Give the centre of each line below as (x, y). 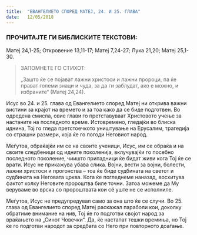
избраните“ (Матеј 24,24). (53, 92)
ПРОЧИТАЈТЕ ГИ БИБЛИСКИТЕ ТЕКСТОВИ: (72, 38)
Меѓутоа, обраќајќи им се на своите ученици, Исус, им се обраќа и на (95, 146)
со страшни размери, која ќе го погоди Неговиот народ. (77, 134)
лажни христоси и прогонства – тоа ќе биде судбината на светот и (90, 170)
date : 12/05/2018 (30, 17)
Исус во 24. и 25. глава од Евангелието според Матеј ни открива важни (96, 103)
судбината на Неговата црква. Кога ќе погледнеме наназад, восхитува (95, 177)
